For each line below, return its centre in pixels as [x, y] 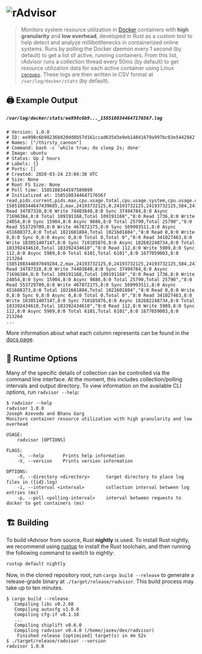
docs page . [20, 340]
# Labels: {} [23, 164]
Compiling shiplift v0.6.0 [48, 625]
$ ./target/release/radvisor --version [56, 641]
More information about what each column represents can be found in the [98, 333]
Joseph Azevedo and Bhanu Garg [45, 414]
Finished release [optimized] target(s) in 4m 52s [82, 635]
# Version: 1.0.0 [28, 132]
